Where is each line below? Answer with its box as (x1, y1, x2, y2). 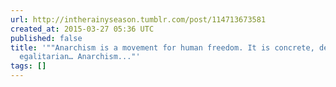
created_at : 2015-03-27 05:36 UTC (10, 24, 155, 34)
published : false (10, 33, 83, 43)
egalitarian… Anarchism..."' (19, 52, 141, 62)
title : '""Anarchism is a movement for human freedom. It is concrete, (10, 42, 315, 53)
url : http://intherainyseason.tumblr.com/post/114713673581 (10, 14, 267, 25)
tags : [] (10, 61, 47, 71)
